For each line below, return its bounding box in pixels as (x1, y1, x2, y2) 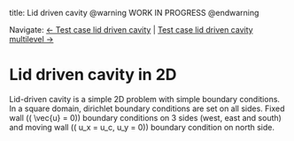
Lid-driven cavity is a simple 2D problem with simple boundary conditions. (9, 93, 281, 104)
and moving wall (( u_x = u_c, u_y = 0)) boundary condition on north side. (9, 122, 275, 132)
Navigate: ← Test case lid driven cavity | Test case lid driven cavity (9, 25, 254, 34)
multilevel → (9, 34, 54, 44)
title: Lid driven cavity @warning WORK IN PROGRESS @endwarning (9, 8, 259, 18)
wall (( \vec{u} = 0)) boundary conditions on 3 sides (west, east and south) (9, 112, 282, 122)
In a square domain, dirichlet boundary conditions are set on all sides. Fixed (9, 103, 285, 114)
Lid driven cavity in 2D (9, 65, 177, 85)
